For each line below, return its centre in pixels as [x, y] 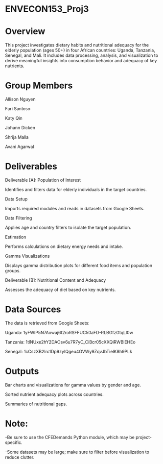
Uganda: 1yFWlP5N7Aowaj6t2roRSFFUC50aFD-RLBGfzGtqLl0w [69, 332]
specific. [14, 442]
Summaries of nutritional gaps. [36, 404]
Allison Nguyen [20, 99]
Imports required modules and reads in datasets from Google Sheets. [75, 208]
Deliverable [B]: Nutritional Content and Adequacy [56, 280]
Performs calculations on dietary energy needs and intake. [64, 246]
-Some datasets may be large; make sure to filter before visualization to [77, 452]
